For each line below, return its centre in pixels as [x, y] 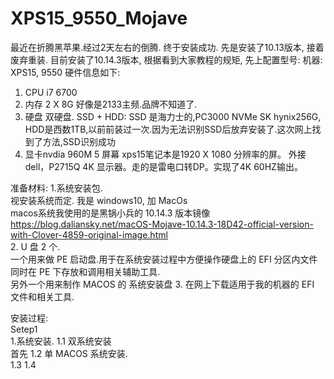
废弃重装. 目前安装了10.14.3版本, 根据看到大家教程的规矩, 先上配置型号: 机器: [166, 59]
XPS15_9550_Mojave [99, 18]
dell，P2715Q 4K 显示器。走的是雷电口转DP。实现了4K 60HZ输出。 [163, 166]
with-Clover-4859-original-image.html [89, 234]
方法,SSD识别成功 [79, 141]
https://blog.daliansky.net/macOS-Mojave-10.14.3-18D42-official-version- [162, 224]
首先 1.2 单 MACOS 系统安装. [69, 353]
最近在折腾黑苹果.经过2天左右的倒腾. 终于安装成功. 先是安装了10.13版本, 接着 [167, 47]
